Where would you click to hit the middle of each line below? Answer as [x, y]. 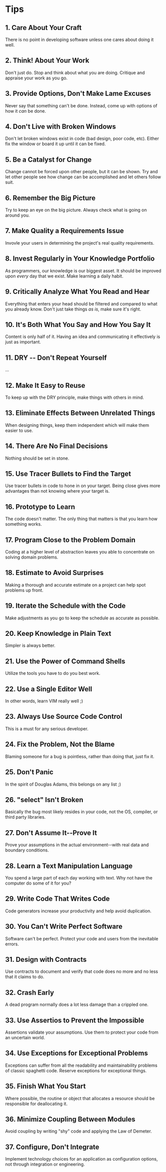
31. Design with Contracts [46, 959]
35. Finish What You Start [46, 1086]
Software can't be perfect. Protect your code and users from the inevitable [82, 938]
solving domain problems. [32, 557]
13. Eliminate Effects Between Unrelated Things [80, 413]
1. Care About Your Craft [43, 28]
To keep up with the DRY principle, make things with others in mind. [75, 397]
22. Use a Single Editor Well [49, 689]
